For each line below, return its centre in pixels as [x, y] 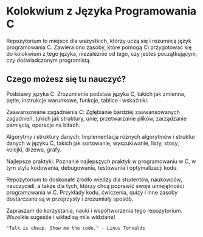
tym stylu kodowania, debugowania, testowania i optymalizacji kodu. [92, 167]
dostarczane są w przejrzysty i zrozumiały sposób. [70, 199]
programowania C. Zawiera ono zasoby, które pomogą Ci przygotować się [99, 47]
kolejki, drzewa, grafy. [34, 149]
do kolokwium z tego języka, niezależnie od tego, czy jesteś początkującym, [102, 53]
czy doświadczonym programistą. [49, 60]
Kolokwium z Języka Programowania [101, 11]
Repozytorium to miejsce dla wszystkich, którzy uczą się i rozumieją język [99, 41]
